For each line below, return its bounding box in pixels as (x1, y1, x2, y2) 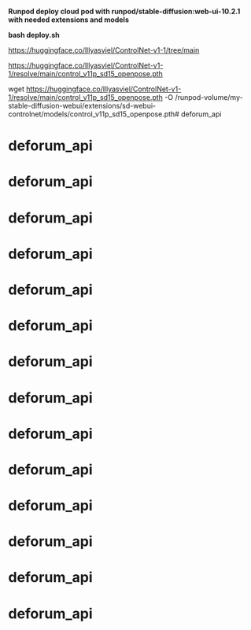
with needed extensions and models (8, 15, 130, 24)
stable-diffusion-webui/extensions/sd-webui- (8, 101, 157, 110)
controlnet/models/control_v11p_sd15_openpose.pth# (8, 109, 179, 119)
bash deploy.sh (8, 31, 61, 39)
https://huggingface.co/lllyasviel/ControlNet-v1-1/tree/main (8, 46, 200, 54)
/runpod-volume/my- (175, 93, 243, 101)
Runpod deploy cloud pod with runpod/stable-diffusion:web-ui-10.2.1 (8, 7, 241, 16)
